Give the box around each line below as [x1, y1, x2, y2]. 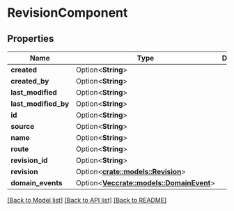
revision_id [10, 155, 48, 165]
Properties [7, 33, 54, 45]
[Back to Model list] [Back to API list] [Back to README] [7, 196, 167, 204]
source [10, 122, 35, 131]
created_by [10, 77, 49, 86]
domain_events [10, 178, 63, 187]
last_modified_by [10, 99, 70, 109]
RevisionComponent [7, 5, 128, 21]
